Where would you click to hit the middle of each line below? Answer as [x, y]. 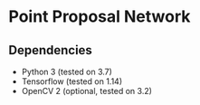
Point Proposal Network [100, 17]
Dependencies [50, 50]
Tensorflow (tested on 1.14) [72, 81]
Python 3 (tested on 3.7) [67, 72]
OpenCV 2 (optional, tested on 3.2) [87, 91]
